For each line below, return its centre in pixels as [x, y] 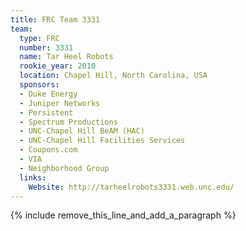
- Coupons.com [48, 150]
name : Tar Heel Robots [66, 57]
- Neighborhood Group [64, 168]
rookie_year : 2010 [58, 66]
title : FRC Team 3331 [55, 19]
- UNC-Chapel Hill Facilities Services [102, 141]
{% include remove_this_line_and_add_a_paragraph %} [123, 215]
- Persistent [46, 112]
